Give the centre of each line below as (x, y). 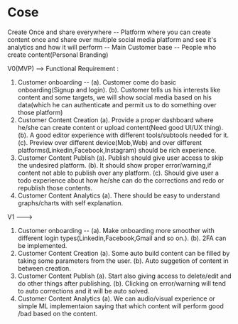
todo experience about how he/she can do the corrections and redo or (121, 180)
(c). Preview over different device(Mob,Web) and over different (110, 142)
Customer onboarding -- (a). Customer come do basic (97, 82)
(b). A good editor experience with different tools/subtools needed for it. (123, 135)
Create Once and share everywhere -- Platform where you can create (109, 32)
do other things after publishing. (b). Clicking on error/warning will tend (121, 283)
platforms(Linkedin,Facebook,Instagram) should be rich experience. (117, 150)
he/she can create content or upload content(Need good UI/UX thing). (120, 127)
